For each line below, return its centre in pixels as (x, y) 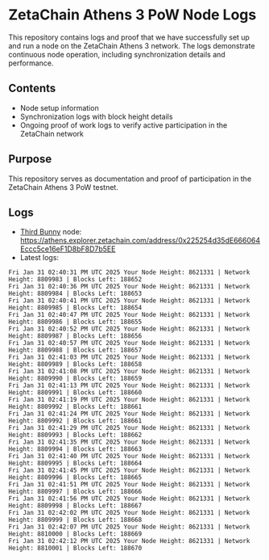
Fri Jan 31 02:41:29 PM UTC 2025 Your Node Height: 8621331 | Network (129, 428)
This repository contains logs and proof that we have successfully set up (129, 37)
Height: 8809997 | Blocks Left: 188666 (75, 492)
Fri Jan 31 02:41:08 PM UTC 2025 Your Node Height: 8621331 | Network (129, 372)
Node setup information (59, 107)
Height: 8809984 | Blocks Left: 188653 (75, 294)
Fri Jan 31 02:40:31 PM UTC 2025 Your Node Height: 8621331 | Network (129, 272)
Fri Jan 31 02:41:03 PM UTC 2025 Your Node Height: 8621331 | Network (129, 357)
